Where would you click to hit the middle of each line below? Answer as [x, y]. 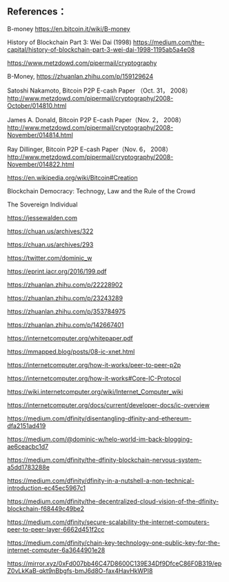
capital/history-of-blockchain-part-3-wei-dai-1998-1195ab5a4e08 [101, 49]
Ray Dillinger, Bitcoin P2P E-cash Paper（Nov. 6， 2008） [90, 149]
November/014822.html [41, 164]
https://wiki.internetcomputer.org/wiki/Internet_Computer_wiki [95, 391]
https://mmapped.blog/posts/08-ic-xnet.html [71, 351]
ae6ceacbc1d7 [28, 446]
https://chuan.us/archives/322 [50, 231]
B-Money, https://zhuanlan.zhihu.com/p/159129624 [80, 76]
